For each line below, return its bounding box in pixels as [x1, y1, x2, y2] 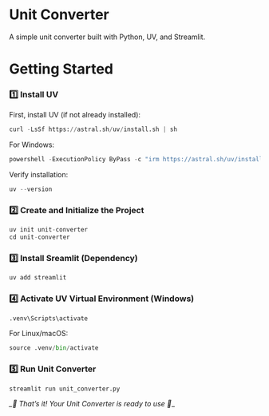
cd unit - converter [9, 233, 70, 241]
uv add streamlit [9, 274, 67, 282]
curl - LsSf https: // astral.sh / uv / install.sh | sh [9, 125, 178, 133]
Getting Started [9, 60, 114, 78]
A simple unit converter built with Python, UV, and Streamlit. [9, 32, 206, 42]
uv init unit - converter [9, 226, 89, 234]
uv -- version [9, 185, 53, 193]
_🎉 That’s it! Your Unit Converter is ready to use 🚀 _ [9, 399, 175, 409]
